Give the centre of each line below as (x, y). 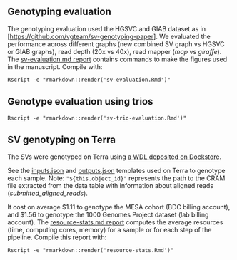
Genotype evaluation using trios (80, 102)
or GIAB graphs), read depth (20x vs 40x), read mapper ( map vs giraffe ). (115, 51)
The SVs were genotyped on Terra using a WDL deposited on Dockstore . (115, 157)
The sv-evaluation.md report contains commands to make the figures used (117, 59)
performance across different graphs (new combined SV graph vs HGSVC (116, 44)
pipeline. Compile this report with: (57, 237)
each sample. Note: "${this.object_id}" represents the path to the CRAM (116, 178)
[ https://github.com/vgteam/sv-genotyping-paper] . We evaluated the (109, 36)
